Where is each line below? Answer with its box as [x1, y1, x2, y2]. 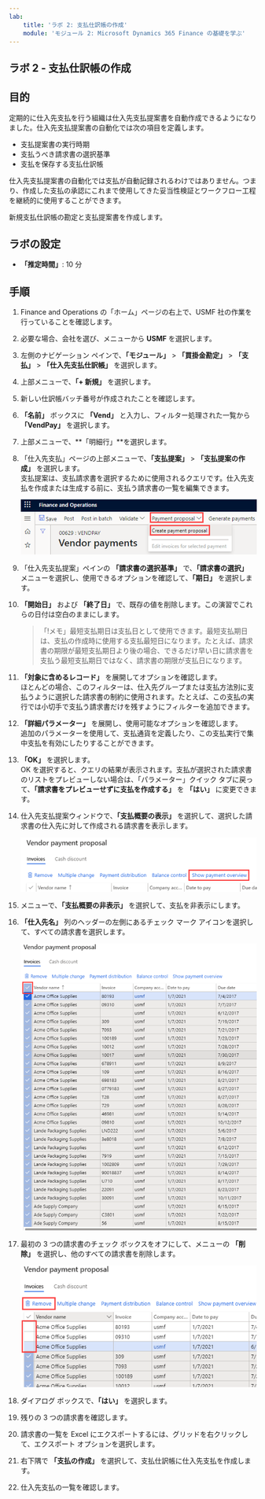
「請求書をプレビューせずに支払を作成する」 [34, 784, 176, 794]
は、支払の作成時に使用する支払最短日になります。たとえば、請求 [39, 635, 254, 645]
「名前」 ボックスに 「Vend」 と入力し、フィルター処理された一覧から [20, 411, 251, 420]
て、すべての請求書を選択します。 [20, 927, 130, 937]
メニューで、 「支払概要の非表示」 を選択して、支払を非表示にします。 [20, 901, 245, 910]
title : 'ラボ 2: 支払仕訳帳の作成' [23, 20, 128, 29]
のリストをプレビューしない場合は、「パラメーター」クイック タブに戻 [20, 775, 247, 784]
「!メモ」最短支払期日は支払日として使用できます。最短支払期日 [39, 626, 248, 635]
